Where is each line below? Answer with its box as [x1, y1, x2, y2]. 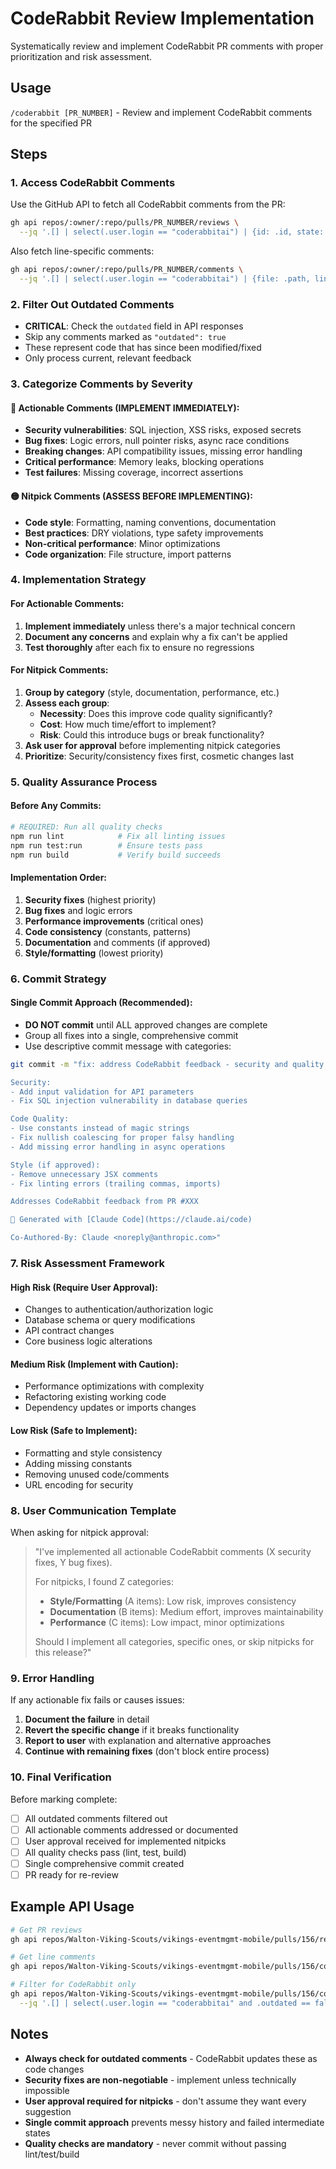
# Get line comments [10, 1952, 97, 1962]
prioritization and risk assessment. [10, 50, 153, 62]
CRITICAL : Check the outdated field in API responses [24, 320, 244, 332]
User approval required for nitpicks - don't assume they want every [24, 2095, 307, 2107]
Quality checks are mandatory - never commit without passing [24, 2137, 287, 2149]
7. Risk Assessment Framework [10, 1257, 165, 1271]
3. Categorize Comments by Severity [10, 377, 193, 391]
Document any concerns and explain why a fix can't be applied [24, 630, 288, 642]
